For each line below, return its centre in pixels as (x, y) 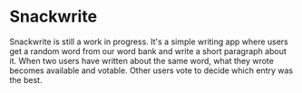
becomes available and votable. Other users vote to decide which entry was (151, 70)
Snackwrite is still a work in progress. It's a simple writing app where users (149, 42)
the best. (26, 79)
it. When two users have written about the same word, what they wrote (141, 60)
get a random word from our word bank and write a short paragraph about (148, 51)
